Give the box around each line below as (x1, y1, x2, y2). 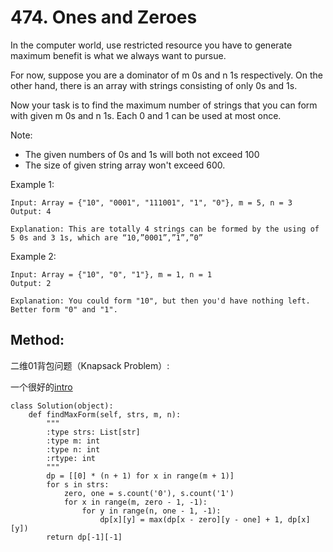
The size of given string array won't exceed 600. (24, 159, 226, 171)
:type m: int (46, 436, 101, 446)
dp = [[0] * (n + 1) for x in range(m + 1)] (46, 471, 235, 481)
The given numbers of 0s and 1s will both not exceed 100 (24, 148, 260, 160)
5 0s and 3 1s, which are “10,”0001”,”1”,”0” (10, 232, 203, 243)
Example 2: (10, 250, 57, 262)
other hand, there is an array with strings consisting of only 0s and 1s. (10, 79, 298, 91)
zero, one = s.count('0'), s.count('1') (63, 488, 235, 498)
